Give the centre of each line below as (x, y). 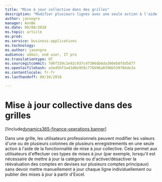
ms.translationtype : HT (29, 59)
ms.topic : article (24, 32)
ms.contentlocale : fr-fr (30, 73)
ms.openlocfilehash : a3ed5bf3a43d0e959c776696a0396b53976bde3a (70, 68)
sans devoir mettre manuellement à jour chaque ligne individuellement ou (78, 169)
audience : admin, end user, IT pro (41, 54)
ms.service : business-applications (41, 41)
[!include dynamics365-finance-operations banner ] (56, 129)
